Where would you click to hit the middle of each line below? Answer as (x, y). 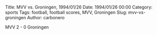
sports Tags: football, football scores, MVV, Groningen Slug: (66, 12)
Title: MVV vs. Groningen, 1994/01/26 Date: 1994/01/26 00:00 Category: (79, 7)
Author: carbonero (46, 17)
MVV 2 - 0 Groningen (27, 27)
